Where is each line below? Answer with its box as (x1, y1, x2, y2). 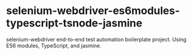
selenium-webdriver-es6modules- (6, 4, 180, 18)
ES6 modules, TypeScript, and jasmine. (6, 42, 102, 49)
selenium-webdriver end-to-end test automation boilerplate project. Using (6, 36, 187, 43)
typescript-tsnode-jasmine (6, 16, 143, 30)
